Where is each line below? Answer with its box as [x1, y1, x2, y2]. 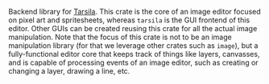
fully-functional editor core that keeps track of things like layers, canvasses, [8, 50, 260, 58]
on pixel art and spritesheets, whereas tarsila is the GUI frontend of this [8, 15, 250, 25]
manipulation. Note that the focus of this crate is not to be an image [8, 32, 232, 42]
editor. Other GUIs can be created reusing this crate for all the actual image [8, 24, 258, 33]
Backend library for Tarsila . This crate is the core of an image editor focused [8, 7, 262, 16]
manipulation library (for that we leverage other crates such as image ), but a [8, 41, 259, 50]
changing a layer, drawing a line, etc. [8, 66, 130, 75]
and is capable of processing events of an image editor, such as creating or [8, 58, 259, 67]
